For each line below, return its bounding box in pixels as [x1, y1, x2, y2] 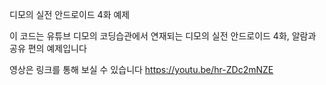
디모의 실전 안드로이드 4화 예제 [9, 9, 131, 20]
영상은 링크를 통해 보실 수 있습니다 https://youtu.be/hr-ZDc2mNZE [9, 64, 274, 75]
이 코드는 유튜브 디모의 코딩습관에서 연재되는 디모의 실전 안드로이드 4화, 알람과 [9, 30, 317, 42]
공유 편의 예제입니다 [9, 43, 87, 54]
